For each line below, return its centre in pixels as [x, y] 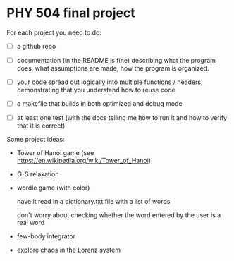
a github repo [36, 46]
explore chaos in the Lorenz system [69, 250]
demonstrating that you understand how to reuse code [96, 90]
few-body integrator [46, 236]
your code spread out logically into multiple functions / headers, [110, 82]
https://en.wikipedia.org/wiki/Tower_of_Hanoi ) [84, 161]
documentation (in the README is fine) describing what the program [116, 60]
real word [31, 223]
